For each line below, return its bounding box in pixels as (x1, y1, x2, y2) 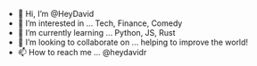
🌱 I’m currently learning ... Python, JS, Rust (17, 28, 176, 37)
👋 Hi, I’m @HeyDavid (17, 9, 95, 19)
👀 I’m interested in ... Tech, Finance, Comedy (17, 18, 183, 29)
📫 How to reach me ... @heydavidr (17, 47, 147, 57)
